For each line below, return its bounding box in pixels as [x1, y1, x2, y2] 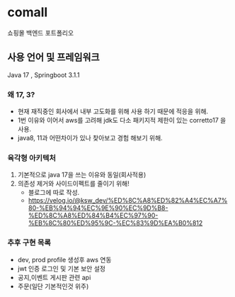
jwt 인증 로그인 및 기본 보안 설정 [17, 264, 106, 273]
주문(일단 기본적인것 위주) [17, 281, 89, 291]
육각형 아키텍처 [7, 153, 57, 163]
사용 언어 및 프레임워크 [7, 51, 101, 64]
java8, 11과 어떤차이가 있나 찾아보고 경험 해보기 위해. [17, 134, 163, 142]
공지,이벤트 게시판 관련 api [17, 273, 91, 281]
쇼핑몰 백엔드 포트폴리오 [7, 28, 74, 37]
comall [7, 4, 48, 21]
